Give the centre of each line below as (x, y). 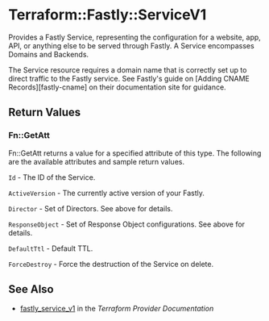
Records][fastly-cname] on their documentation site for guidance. (118, 87)
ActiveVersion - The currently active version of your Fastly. (107, 193)
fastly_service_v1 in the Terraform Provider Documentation (117, 309)
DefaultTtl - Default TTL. (51, 248)
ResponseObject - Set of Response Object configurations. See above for (127, 224)
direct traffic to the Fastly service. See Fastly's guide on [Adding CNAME (129, 78)
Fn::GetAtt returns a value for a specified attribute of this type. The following (135, 153)
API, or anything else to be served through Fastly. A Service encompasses (132, 45)
